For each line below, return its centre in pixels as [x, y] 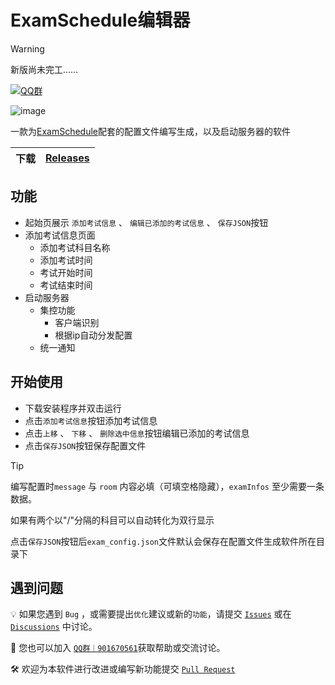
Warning [27, 48]
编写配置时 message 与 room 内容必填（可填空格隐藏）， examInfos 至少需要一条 [167, 486]
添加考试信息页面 [60, 235]
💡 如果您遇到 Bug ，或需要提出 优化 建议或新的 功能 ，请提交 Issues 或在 [151, 614]
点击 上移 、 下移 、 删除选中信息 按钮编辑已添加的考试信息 [137, 433]
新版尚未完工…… [44, 69]
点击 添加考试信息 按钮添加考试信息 [91, 420]
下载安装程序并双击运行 [73, 408]
